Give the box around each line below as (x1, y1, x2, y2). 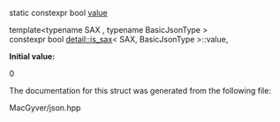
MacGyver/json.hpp (9, 103, 81, 113)
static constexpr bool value (9, 8, 108, 18)
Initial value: (9, 51, 56, 61)
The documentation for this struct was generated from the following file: (9, 86, 272, 95)
